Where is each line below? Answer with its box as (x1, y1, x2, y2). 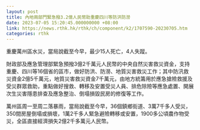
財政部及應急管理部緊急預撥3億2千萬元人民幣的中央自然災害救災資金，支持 (6, 61, 190, 68)
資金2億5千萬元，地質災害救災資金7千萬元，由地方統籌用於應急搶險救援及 (11, 75, 193, 83)
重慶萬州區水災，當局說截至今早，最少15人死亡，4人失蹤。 (6, 48, 151, 55)
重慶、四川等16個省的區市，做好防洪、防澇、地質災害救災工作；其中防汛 (6, 68, 184, 75)
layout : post (6, 8, 39, 15)
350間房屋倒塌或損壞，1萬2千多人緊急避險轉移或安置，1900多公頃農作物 (6, 110, 185, 118)
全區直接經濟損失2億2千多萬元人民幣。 (16, 118, 112, 125)
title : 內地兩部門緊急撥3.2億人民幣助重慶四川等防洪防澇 (6, 14, 131, 20)
